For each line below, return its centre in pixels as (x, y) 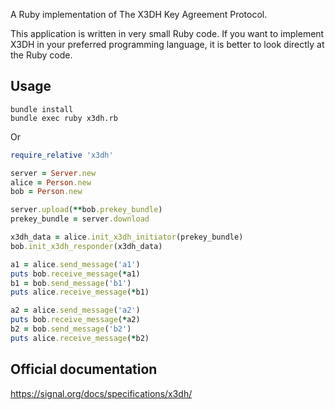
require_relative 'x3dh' (62, 155)
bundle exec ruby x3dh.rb (64, 118)
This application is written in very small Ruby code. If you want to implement (167, 33)
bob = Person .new (46, 192)
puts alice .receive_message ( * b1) (80, 292)
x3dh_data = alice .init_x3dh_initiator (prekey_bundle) (127, 237)
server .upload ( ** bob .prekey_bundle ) (86, 210)
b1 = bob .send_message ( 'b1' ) (71, 283)
